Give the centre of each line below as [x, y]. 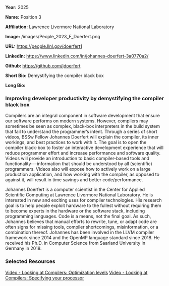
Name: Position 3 [23, 17]
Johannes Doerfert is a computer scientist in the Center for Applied [75, 190]
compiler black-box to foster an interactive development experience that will [84, 148]
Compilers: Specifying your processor [45, 278]
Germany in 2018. [23, 248]
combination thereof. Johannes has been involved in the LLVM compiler [80, 232]
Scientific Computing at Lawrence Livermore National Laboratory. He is [79, 195]
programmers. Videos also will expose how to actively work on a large [78, 169]
